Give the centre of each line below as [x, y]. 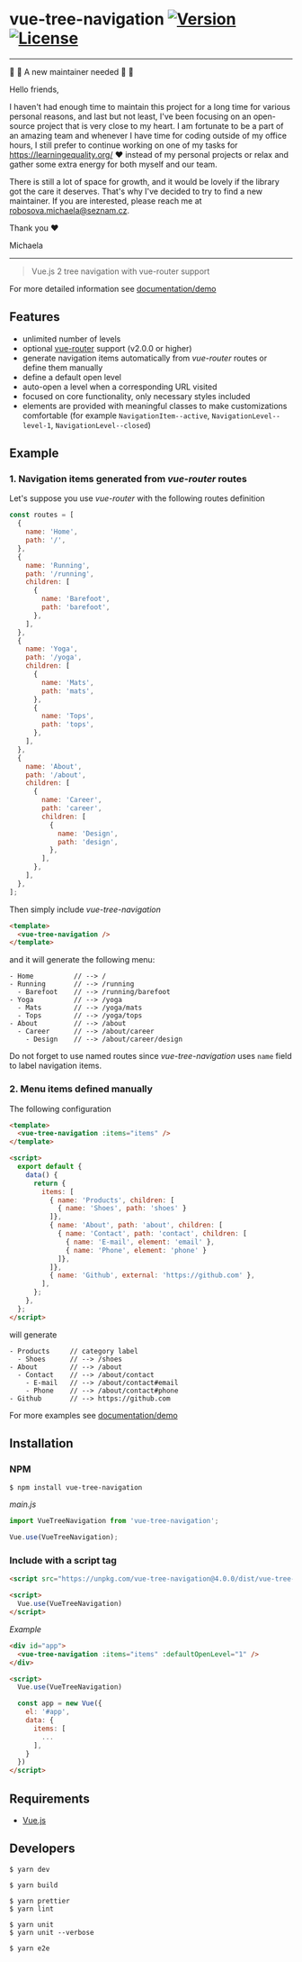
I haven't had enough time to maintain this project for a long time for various [150, 106]
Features [35, 317]
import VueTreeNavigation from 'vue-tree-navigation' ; [114, 1521]
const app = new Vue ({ [60, 1703]
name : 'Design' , [88, 834]
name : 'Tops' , [68, 716]
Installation [41, 1443]
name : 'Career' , [72, 800]
